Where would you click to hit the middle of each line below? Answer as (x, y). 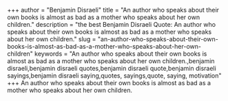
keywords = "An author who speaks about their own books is (121, 54)
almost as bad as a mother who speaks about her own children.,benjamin (111, 61)
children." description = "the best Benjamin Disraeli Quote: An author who (111, 24)
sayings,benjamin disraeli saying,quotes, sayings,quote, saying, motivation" (114, 76)
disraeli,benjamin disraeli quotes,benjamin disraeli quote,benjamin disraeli (112, 68)
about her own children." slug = (52, 39)
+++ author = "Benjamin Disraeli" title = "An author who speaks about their (113, 10)
